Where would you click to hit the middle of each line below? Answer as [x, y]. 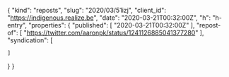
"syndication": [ [30, 40]
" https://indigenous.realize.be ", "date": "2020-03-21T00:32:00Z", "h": [109, 18]
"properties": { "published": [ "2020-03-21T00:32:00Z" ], [111, 25]
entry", [17, 25]
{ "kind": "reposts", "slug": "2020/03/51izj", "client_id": [87, 10]
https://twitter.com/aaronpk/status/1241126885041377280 [111, 32]
